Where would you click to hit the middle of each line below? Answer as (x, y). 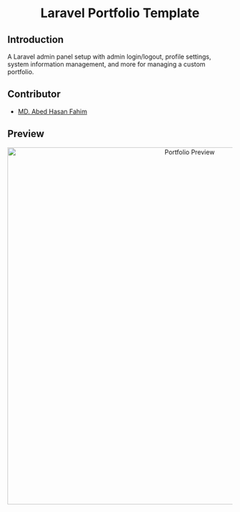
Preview (26, 134)
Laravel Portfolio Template (120, 13)
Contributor (34, 94)
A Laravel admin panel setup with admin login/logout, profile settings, (109, 56)
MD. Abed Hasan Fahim (52, 111)
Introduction (36, 40)
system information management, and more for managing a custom (106, 64)
